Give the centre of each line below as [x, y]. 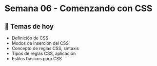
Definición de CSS [30, 38]
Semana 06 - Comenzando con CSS [78, 8]
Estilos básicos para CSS [37, 58]
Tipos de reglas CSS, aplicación [44, 53]
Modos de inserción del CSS [40, 43]
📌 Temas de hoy [29, 26]
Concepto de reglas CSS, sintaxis [45, 48]
